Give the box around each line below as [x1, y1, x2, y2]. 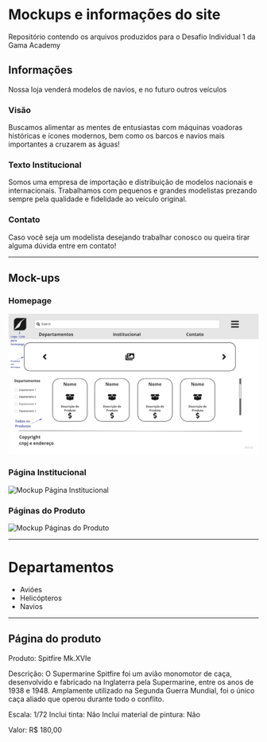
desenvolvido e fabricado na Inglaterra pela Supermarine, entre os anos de [8, 677, 254, 686]
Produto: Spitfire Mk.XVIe [8, 653, 91, 662]
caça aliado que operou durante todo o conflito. [8, 694, 164, 704]
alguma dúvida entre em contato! [8, 240, 117, 250]
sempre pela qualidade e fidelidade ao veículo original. [8, 194, 188, 204]
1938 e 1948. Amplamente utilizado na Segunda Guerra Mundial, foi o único [8, 685, 255, 695]
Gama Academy [8, 40, 61, 49]
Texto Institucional [8, 159, 82, 170]
